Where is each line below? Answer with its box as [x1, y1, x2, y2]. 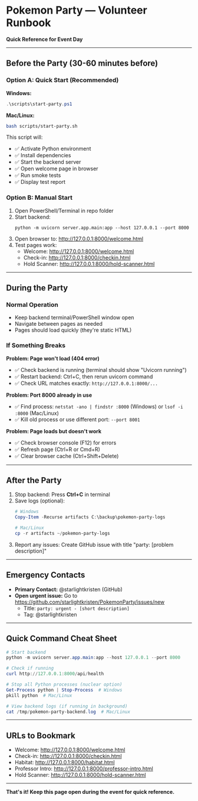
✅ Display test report [14, 179, 66, 186]
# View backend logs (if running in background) [6, 703, 128, 709]
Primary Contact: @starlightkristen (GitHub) [14, 586, 123, 593]
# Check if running [6, 666, 54, 672]
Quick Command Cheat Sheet [6, 634, 117, 644]
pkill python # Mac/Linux [6, 692, 72, 698]
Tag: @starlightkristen [23, 611, 77, 618]
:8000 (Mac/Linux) [14, 409, 59, 417]
